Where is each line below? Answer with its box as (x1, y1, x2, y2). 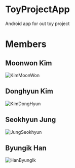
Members (5, 38, 47, 50)
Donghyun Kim (5, 87, 53, 95)
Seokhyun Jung (5, 115, 56, 124)
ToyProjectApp (5, 4, 70, 15)
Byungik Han (5, 143, 47, 152)
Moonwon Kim (5, 59, 52, 67)
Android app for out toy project (5, 20, 70, 27)
